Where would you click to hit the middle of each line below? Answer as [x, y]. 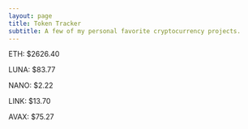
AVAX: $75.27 [31, 117]
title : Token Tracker [45, 24]
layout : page [30, 16]
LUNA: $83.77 [32, 70]
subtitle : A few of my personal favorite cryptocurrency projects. [125, 31]
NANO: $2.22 [31, 85]
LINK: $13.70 [30, 101]
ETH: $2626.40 [34, 54]
